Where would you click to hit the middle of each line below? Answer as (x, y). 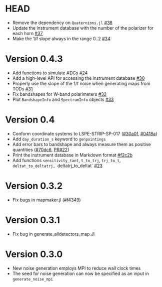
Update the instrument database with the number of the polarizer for (83, 28)
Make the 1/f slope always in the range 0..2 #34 (61, 39)
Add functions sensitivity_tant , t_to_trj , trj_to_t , (66, 160)
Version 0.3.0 (34, 254)
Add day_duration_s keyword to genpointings (59, 139)
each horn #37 (27, 33)
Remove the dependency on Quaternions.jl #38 (62, 23)
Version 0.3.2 (34, 186)
